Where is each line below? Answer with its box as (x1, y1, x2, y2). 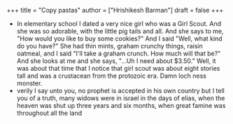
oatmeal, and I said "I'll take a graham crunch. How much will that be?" (16, 49, 221, 57)
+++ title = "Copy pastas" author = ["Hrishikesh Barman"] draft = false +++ (6, 6, 224, 14)
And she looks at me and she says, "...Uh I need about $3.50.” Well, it (16, 57, 216, 65)
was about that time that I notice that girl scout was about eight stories (16, 64, 220, 72)
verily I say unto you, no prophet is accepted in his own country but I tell (16, 87, 225, 95)
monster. (16, 79, 43, 87)
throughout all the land (16, 109, 83, 117)
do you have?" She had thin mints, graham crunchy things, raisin (16, 42, 204, 50)
